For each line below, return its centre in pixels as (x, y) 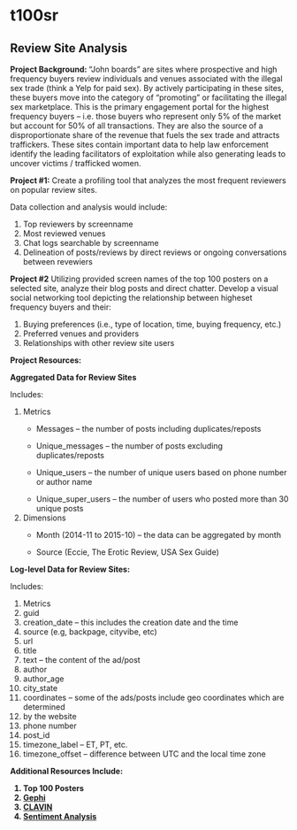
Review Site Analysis (69, 48)
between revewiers (58, 261)
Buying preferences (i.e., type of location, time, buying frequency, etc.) (152, 324)
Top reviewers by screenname (78, 224)
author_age (43, 679)
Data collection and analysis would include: (89, 207)
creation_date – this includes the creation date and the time (130, 622)
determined (44, 707)
